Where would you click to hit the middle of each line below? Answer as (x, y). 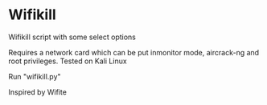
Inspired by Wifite (37, 92)
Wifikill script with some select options (72, 37)
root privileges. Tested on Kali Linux (68, 61)
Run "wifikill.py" (35, 76)
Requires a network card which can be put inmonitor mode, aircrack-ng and (134, 52)
